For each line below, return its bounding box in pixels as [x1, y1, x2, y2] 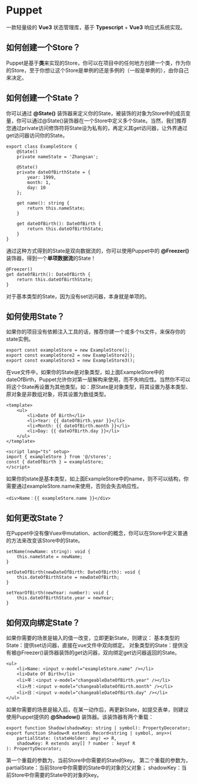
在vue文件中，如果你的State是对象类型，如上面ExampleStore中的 [6, 369, 165, 376]
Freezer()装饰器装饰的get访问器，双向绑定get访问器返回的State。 [21, 649, 181, 656]
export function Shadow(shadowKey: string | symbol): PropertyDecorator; [6, 725, 191, 731]
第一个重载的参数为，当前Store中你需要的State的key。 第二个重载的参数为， [6, 757, 191, 763]
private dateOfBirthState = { [16, 169, 91, 175]
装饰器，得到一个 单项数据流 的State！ [6, 254, 96, 262]
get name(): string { [16, 200, 69, 206]
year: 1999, [27, 174, 57, 180]
